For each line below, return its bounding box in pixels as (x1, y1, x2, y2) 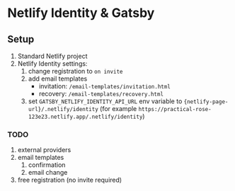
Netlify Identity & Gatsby (7, 5, 155, 21)
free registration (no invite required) (17, 175, 122, 185)
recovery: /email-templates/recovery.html (38, 90, 164, 98)
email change (28, 168, 68, 177)
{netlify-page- (183, 98, 229, 105)
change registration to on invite (28, 67, 123, 75)
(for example (100, 105, 137, 112)
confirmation (28, 161, 66, 169)
